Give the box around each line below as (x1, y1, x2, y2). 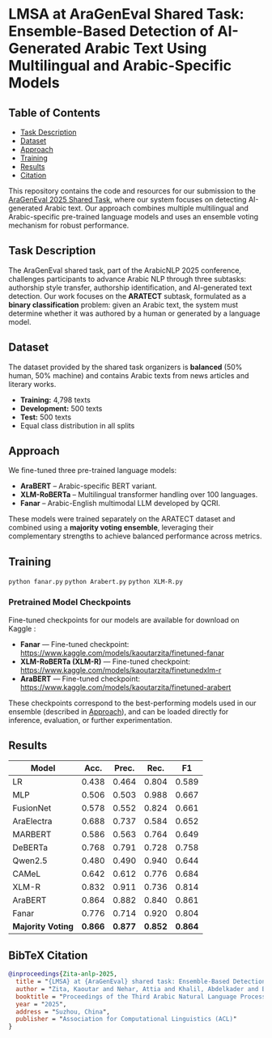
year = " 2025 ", (15, 1000, 67, 1008)
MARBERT (12, 829, 52, 840)
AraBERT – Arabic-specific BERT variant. (19, 481, 158, 491)
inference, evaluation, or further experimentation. (8, 715, 172, 725)
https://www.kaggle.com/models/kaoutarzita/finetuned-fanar (19, 648, 225, 657)
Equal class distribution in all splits (19, 420, 135, 430)
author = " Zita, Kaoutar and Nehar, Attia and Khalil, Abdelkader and (15, 985, 259, 993)
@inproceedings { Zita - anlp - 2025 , (8, 970, 117, 978)
